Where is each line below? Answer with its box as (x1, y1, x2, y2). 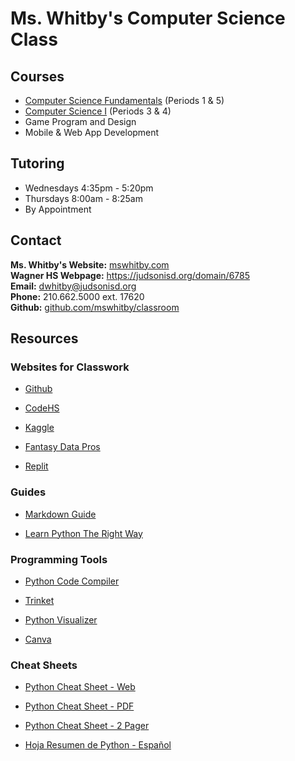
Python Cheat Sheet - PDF (24, 700, 135, 712)
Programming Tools (10, 552, 108, 566)
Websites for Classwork (10, 360, 130, 374)
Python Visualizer (24, 613, 98, 626)
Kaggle (24, 422, 55, 434)
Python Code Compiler (24, 575, 120, 587)
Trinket (24, 594, 55, 606)
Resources (10, 330, 79, 347)
